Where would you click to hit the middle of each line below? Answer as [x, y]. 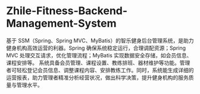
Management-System [62, 23]
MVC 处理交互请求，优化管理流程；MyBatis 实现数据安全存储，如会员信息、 [99, 55]
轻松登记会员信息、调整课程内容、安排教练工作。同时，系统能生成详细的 [105, 70]
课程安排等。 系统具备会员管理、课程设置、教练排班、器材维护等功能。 [93, 63]
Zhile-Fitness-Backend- [67, 11]
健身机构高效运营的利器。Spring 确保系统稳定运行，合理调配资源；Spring [96, 48]
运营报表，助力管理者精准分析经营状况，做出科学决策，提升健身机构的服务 [97, 77]
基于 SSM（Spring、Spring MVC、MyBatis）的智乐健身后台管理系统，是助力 [100, 40]
